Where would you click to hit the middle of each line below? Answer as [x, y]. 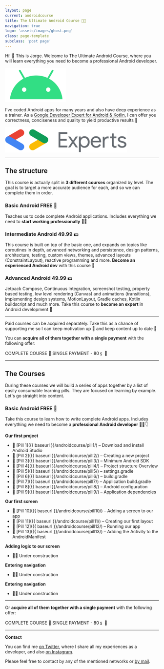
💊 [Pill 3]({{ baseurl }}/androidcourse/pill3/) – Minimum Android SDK [81, 461]
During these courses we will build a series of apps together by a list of [76, 385]
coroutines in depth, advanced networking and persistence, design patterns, [82, 250]
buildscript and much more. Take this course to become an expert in [74, 304]
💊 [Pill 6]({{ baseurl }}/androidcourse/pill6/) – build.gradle [70, 477]
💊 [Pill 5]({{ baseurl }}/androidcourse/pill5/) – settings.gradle [73, 471]
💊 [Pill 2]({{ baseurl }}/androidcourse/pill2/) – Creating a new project [81, 456]
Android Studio [27, 450]
